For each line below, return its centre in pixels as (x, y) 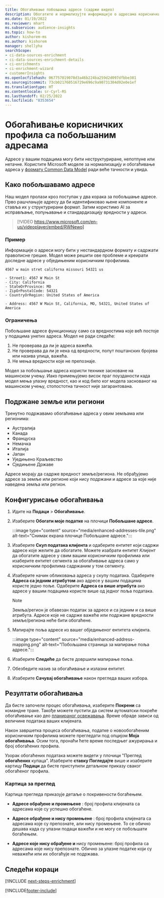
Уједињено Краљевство (37, 459)
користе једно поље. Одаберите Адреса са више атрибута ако (78, 586)
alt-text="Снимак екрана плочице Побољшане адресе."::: (72, 536)
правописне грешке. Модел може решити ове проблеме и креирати (77, 255)
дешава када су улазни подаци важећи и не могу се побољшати (80, 829)
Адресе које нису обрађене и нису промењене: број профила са (80, 844)
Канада (20, 433)
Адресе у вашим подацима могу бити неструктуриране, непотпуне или (80, 159)
